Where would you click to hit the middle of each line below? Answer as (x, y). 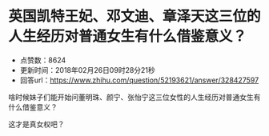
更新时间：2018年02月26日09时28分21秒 (88, 70)
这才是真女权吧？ (36, 124)
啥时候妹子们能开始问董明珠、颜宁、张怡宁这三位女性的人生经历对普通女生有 (134, 97)
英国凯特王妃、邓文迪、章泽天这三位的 (135, 16)
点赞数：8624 (43, 60)
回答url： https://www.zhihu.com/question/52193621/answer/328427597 (139, 80)
